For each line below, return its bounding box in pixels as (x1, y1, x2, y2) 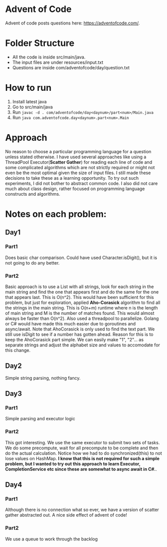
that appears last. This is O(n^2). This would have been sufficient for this (5, 294, 155, 300)
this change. (5, 347, 31, 353)
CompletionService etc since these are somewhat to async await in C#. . (5, 466, 157, 472)
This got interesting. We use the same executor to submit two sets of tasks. (5, 439, 160, 445)
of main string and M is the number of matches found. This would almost (5, 310, 155, 316)
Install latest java (12, 98, 47, 104)
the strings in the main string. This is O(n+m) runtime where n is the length (5, 304, 158, 310)
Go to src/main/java (12, 104, 53, 110)
